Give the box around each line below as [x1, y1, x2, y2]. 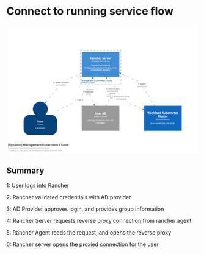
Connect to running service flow [6, 4, 174, 18]
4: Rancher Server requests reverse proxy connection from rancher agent [6, 217, 192, 224]
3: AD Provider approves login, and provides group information [6, 205, 164, 213]
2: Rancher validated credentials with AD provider [6, 193, 131, 200]
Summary [6, 166, 45, 176]
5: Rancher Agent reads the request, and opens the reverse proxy [6, 228, 172, 236]
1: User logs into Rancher [6, 182, 69, 189]
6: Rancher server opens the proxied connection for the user [6, 241, 159, 248]
